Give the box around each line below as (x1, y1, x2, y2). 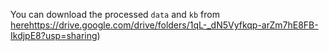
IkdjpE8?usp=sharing (10, 30, 98, 41)
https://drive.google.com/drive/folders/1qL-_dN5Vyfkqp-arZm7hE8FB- (28, 19, 319, 31)
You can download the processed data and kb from (10, 9, 220, 20)
